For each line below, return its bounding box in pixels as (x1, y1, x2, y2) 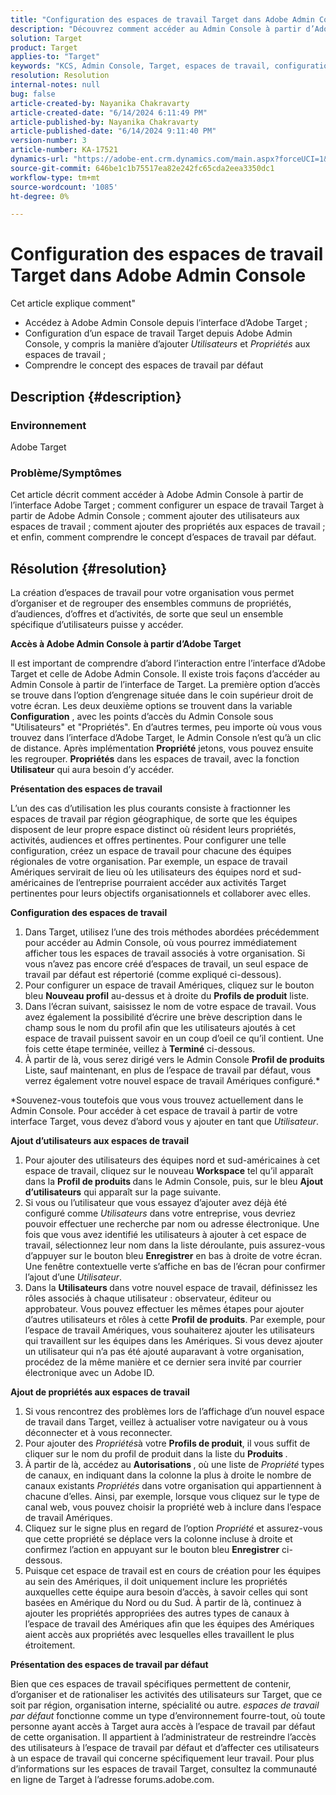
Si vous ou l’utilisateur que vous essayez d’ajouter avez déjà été (24, 1196, 288, 1208)
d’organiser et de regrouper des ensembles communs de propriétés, (10, 597, 292, 609)
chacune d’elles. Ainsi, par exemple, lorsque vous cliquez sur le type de (24, 1490, 320, 1502)
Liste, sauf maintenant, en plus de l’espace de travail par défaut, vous (24, 1064, 312, 1076)
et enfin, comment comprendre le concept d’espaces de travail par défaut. (10, 531, 317, 543)
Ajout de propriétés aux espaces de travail (10, 1386, 190, 1398)
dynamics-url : (10, 154, 70, 164)
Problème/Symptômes (10, 466, 122, 480)
